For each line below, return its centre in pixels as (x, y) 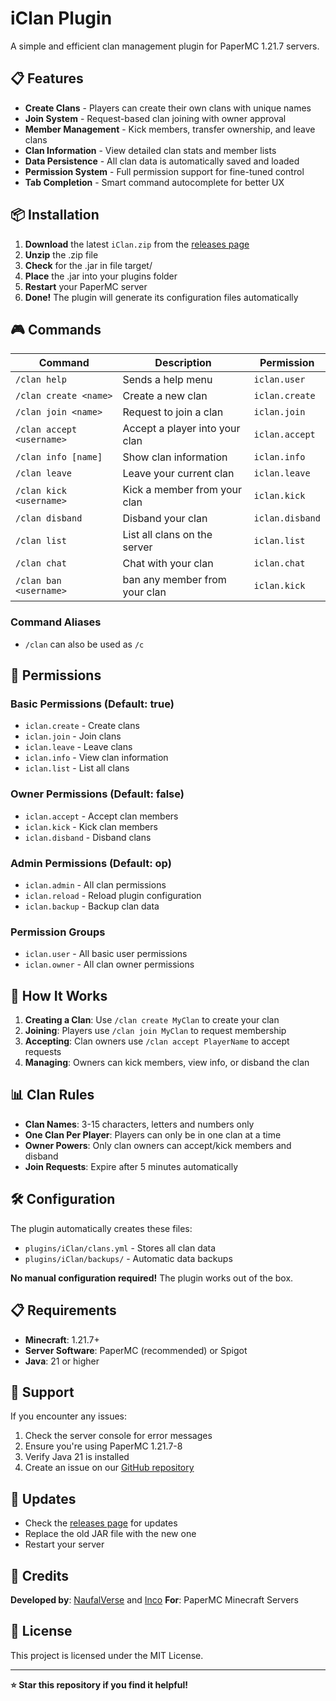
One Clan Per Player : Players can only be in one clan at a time (153, 1134)
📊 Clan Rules (52, 1095)
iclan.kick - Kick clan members (91, 826)
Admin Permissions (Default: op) (91, 863)
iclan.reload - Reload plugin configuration (113, 895)
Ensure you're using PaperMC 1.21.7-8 (103, 1446)
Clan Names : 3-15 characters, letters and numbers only (139, 1124)
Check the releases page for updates (101, 1523)
